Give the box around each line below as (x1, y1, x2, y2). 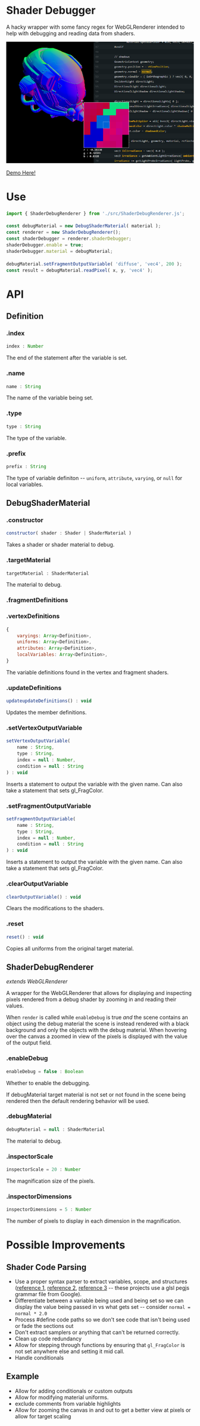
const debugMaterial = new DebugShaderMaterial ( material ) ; (6, 223, 161, 229)
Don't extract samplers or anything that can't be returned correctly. (14, 1329, 180, 1336)
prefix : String (6, 463, 46, 469)
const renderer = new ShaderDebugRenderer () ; (6, 230, 121, 236)
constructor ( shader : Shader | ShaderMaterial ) (6, 530, 132, 536)
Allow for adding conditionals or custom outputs (14, 1387, 133, 1394)
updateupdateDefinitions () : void (6, 698, 92, 704)
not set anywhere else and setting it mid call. (14, 1348, 125, 1355)
